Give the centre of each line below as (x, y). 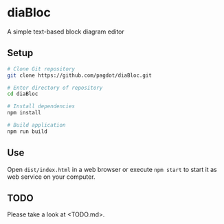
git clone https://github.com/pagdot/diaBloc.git (80, 75)
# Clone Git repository (41, 69)
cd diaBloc (23, 94)
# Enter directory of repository (55, 88)
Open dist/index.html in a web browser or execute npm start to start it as (112, 169)
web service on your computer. (51, 177)
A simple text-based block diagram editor (66, 32)
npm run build (27, 132)
